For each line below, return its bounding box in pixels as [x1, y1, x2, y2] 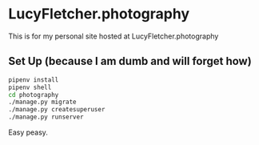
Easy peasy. [8, 127, 48, 137]
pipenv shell [8, 83, 52, 91]
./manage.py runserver [8, 113, 84, 121]
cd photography [8, 91, 59, 99]
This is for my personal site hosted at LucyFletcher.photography [8, 31, 219, 41]
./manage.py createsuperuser [8, 106, 106, 114]
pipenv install [8, 75, 59, 84]
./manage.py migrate [8, 98, 78, 107]
